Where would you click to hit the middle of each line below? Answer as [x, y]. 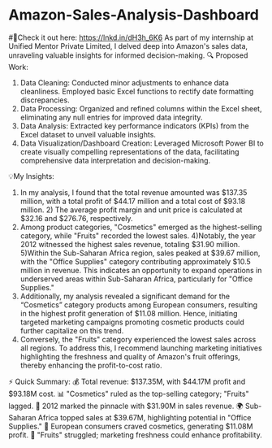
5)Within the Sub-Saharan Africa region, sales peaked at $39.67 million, [140, 253]
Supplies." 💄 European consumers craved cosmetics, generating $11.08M [131, 426]
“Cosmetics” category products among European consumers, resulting [139, 304]
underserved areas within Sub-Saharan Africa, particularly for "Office [136, 279]
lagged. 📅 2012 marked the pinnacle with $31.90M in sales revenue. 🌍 [126, 406]
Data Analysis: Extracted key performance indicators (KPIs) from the [134, 126]
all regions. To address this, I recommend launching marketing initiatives [141, 348]
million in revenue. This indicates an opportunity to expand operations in [141, 270]
